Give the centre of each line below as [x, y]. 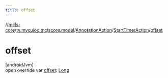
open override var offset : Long [37, 70]
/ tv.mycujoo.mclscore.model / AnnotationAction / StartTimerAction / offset [89, 30]
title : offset [20, 10]
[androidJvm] [20, 65]
